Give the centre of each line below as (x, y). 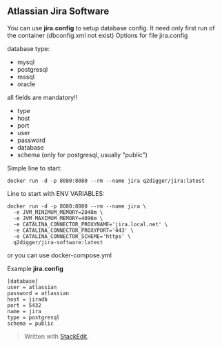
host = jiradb (28, 299)
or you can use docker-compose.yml (60, 255)
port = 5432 (24, 305)
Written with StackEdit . (57, 336)
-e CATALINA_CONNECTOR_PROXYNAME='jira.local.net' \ (91, 224)
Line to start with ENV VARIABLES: (56, 193)
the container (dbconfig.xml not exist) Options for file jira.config (98, 35)
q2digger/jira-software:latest (58, 242)
